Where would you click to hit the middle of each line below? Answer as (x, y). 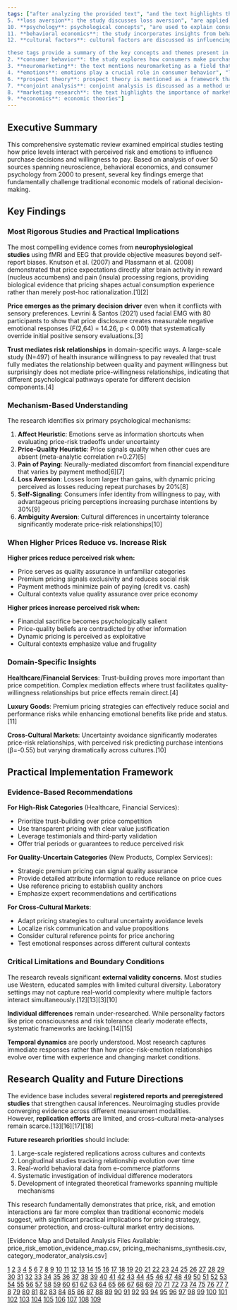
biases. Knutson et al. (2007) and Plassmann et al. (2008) (110, 262)
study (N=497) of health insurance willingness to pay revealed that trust (112, 356)
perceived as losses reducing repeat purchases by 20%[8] (103, 486)
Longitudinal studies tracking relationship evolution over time (106, 1161)
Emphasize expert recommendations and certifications (97, 894)
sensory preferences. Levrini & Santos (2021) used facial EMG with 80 (109, 313)
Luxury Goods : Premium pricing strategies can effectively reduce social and (118, 706)
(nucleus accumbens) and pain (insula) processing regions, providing (108, 277)
